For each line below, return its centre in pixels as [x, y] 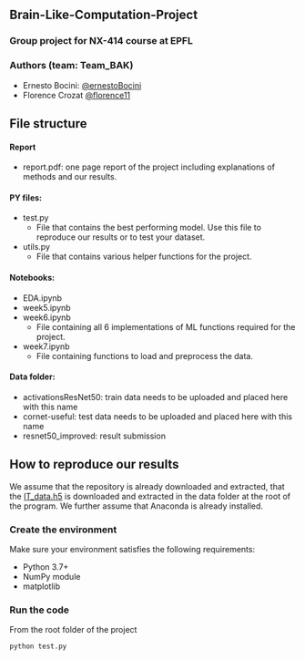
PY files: [26, 197]
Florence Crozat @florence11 [76, 95]
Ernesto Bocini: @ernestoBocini [82, 85]
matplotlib [41, 586]
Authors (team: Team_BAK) [71, 66]
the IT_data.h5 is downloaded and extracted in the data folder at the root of [150, 496]
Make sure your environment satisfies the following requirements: [132, 549]
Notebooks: [32, 278]
